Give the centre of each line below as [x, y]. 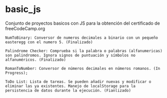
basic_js [23, 9]
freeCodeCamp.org [25, 28]
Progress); [17, 73]
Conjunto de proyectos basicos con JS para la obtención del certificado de [83, 23]
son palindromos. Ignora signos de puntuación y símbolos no [70, 55]
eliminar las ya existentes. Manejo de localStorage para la [70, 86]
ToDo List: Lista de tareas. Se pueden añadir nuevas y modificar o [78, 81]
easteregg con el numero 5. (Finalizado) [49, 42]
